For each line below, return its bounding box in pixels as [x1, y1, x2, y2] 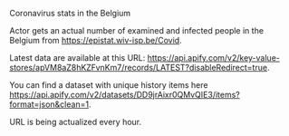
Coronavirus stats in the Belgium [9, 8, 131, 18]
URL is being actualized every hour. [9, 117, 142, 127]
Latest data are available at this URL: [9, 53, 146, 63]
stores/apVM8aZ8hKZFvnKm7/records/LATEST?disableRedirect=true [9, 63, 268, 73]
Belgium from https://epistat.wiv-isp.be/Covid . [9, 35, 183, 45]
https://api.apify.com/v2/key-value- [147, 53, 281, 63]
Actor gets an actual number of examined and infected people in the [9, 25, 265, 35]
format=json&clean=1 [9, 99, 89, 110]
